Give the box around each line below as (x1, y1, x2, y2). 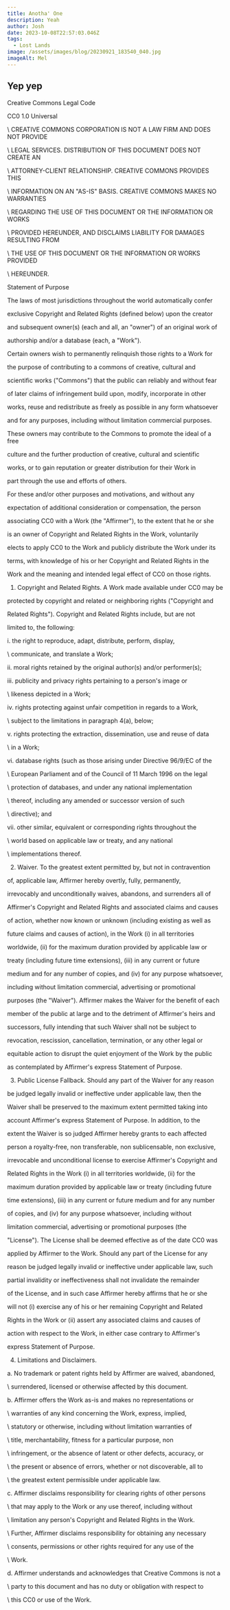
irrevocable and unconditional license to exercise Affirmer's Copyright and (7, 1156, 218, 1164)
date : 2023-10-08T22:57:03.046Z (7, 29, 100, 36)
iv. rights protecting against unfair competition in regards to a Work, (7, 703, 198, 712)
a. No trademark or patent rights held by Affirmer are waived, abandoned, (7, 1369, 216, 1377)
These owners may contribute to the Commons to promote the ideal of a (7, 429, 211, 437)
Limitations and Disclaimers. (16, 1356, 97, 1364)
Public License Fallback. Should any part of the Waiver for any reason (16, 1076, 214, 1084)
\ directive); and (7, 809, 52, 818)
